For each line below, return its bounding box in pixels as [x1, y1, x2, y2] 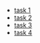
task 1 [13, 6, 32, 14]
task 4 [13, 28, 33, 37]
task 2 [13, 13, 32, 22]
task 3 [13, 21, 32, 29]
